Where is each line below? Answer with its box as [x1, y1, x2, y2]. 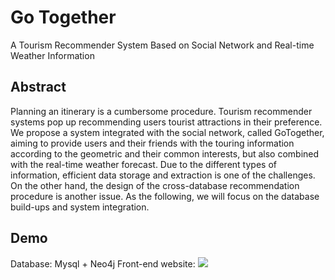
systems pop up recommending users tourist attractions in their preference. [10, 116, 323, 128]
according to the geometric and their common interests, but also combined [10, 147, 320, 160]
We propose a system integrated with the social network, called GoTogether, [10, 126, 325, 138]
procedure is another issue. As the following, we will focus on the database [10, 190, 320, 202]
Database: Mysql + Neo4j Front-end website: [10, 257, 196, 270]
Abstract [10, 79, 67, 96]
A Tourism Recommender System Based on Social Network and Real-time [10, 39, 315, 51]
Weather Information [10, 49, 95, 61]
